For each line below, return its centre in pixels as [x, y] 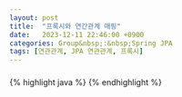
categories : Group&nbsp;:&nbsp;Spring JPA [91, 43]
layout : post [34, 18]
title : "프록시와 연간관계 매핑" [65, 26]
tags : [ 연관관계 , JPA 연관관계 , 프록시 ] [76, 52]
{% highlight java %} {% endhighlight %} [86, 82]
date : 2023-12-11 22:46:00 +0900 [77, 34]
